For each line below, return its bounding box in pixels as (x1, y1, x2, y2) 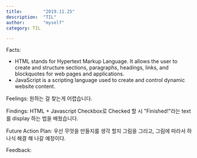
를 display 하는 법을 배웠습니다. (6, 115, 78, 122)
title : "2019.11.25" (6, 8, 75, 15)
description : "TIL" (6, 14, 57, 20)
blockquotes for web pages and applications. (14, 70, 125, 77)
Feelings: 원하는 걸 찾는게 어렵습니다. (6, 95, 93, 102)
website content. (14, 83, 56, 90)
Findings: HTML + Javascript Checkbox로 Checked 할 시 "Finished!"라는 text (6, 107, 191, 115)
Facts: (6, 47, 21, 54)
